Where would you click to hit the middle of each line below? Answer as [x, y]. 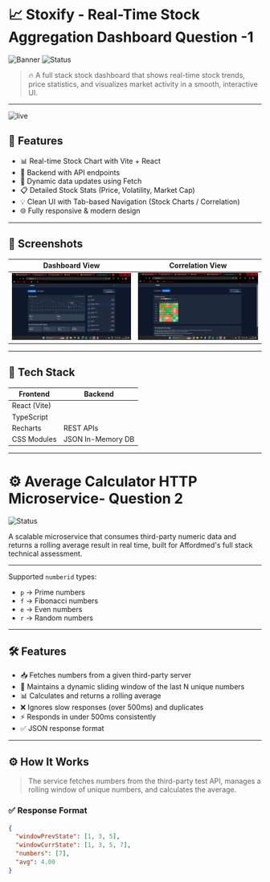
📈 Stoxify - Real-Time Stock [104, 15]
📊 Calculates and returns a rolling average [91, 696]
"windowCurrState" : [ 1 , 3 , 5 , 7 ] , [73, 845]
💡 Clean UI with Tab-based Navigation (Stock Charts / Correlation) [130, 202]
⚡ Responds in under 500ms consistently [88, 717]
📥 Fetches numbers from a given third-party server [105, 676]
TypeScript [30, 417]
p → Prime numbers [53, 592]
